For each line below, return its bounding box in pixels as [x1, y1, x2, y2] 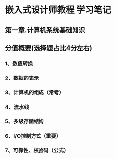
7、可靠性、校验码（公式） [5, 147, 69, 154]
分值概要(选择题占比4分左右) [5, 44, 93, 52]
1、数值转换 [5, 60, 33, 67]
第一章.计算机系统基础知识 [5, 26, 85, 34]
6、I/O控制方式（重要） [5, 132, 62, 139]
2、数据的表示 [5, 75, 39, 81]
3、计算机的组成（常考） [5, 89, 64, 96]
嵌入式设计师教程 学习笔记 [5, 4, 111, 16]
